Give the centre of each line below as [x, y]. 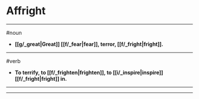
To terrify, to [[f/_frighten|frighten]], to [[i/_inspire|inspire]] [89, 72]
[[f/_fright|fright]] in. [41, 78]
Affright [26, 11]
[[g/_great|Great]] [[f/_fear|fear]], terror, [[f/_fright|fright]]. [89, 44]
